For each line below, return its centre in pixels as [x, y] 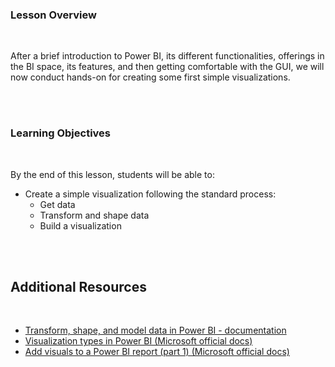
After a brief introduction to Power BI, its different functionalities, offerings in [167, 56]
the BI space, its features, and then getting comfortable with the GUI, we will [167, 67]
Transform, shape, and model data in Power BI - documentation [155, 330]
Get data [57, 204]
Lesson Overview [53, 15]
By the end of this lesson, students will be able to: [112, 174]
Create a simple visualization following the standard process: [150, 194]
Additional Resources [78, 286]
